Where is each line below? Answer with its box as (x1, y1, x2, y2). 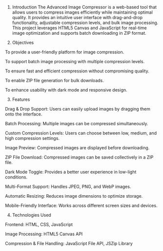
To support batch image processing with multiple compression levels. (5, 59, 145, 64)
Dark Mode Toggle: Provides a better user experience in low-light (5, 169, 137, 175)
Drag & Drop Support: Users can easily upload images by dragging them (5, 106, 150, 112)
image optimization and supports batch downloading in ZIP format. (12, 30, 146, 36)
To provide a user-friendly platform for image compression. (5, 49, 124, 55)
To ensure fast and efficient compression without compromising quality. (5, 68, 150, 74)
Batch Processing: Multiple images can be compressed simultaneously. (5, 121, 148, 126)
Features (12, 96, 30, 102)
